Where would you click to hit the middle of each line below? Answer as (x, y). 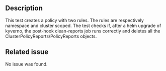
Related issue (27, 52)
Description (24, 8)
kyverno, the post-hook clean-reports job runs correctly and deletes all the (83, 31)
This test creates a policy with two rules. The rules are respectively (75, 20)
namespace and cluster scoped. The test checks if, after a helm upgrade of (83, 25)
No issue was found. (26, 64)
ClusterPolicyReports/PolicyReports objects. (51, 36)
